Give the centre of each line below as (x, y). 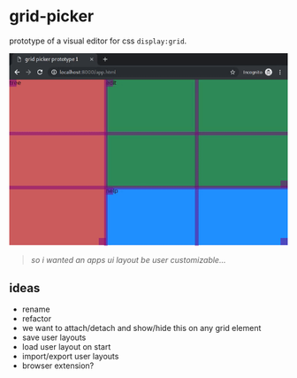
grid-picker (52, 16)
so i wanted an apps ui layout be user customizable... (128, 260)
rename (36, 309)
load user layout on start (66, 347)
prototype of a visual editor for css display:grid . (98, 41)
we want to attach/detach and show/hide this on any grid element (141, 328)
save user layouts (54, 337)
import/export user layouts (70, 357)
